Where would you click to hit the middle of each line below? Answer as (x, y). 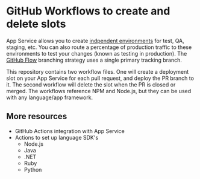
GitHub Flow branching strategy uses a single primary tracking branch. (94, 60)
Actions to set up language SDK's (57, 137)
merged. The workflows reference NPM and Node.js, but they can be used (99, 91)
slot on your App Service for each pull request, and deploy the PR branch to (100, 78)
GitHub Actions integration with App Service (70, 131)
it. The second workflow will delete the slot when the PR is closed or (91, 84)
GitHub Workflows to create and (88, 11)
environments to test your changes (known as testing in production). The (97, 53)
